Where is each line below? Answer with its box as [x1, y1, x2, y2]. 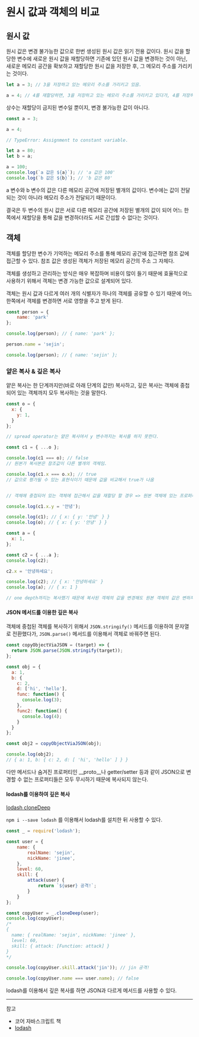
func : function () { [17, 692, 65, 697]
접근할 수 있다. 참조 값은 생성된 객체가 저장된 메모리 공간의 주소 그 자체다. [6, 257, 175, 264]
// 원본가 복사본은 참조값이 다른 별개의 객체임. [6, 460, 108, 467]
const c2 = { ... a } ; [6, 552, 60, 558]
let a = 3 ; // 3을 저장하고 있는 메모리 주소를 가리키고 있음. [6, 82, 142, 88]
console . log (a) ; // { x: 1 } [6, 584, 78, 590]
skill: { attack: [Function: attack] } [11, 943, 110, 949]
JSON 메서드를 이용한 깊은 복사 [6, 609, 78, 616]
